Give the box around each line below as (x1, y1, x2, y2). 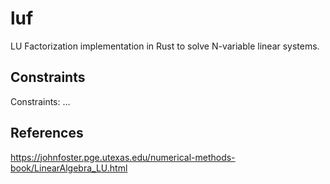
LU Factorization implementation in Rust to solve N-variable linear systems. (10, 40, 320, 52)
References (10, 125, 84, 142)
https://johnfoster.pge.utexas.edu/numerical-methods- (10, 151, 236, 163)
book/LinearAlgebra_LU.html (10, 162, 128, 174)
